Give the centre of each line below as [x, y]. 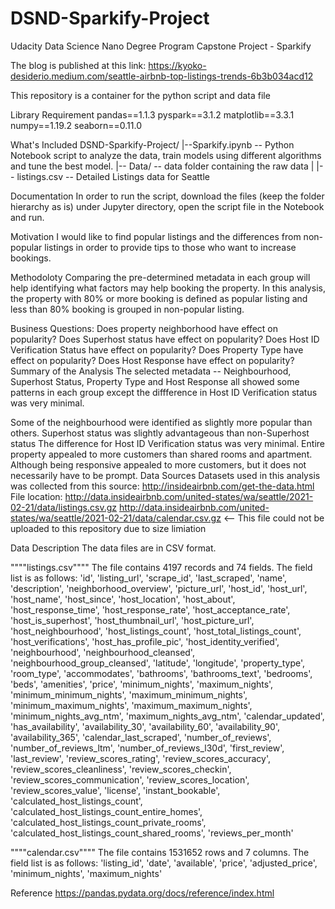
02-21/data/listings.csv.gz [64, 507]
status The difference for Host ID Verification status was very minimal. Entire [167, 443]
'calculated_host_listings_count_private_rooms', [108, 822]
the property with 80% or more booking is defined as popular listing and [159, 298]
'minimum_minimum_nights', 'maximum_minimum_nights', [129, 694]
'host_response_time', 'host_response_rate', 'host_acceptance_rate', [150, 609]
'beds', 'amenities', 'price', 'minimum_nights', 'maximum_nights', [142, 684]
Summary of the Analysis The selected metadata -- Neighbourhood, [151, 371]
